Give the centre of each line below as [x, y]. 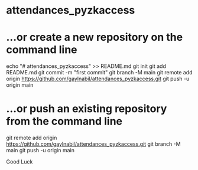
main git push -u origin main [40, 151]
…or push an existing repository [87, 109]
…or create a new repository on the [95, 37]
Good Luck [20, 162]
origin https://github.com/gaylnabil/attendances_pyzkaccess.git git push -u [98, 79]
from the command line [64, 121]
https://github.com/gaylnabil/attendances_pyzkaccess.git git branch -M [94, 144]
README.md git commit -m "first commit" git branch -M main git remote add [99, 73]
